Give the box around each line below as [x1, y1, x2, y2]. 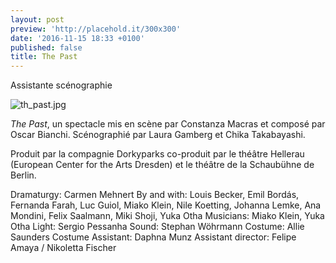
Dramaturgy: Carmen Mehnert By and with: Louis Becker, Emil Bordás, [10, 189, 300, 201]
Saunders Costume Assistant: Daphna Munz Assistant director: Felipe [10, 231, 297, 243]
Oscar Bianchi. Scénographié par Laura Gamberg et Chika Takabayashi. [10, 129, 306, 141]
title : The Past [10, 52, 78, 62]
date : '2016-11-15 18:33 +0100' [10, 33, 145, 43]
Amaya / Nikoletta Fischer [10, 242, 117, 254]
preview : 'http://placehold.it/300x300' [10, 24, 182, 34]
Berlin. [10, 169, 37, 181]
